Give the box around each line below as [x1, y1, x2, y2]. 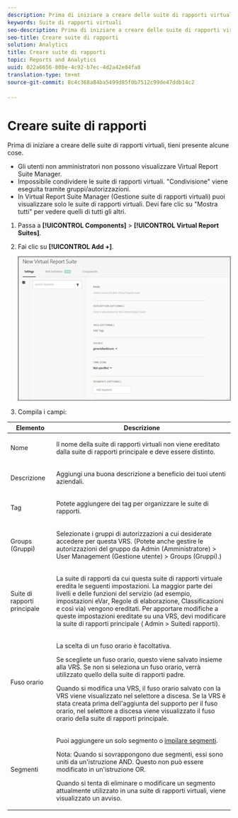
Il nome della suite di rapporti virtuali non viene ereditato [56, 439, 220, 448]
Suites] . [17, 229, 41, 237]
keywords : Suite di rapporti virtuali [7, 18, 122, 26]
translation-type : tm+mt [7, 71, 81, 78]
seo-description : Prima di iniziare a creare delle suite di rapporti [7, 26, 220, 33]
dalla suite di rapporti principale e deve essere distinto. [56, 447, 216, 456]
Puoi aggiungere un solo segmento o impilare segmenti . [56, 736, 218, 745]
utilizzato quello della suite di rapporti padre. [56, 671, 186, 679]
